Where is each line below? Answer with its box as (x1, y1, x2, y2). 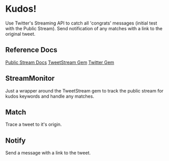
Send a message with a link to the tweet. (5, 150, 91, 156)
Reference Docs (5, 45, 58, 54)
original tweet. (5, 31, 36, 37)
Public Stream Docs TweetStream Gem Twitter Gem (5, 59, 114, 65)
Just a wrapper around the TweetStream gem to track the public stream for (5, 87, 164, 94)
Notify (5, 136, 26, 145)
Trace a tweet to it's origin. (5, 121, 62, 128)
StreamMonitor (5, 74, 55, 83)
